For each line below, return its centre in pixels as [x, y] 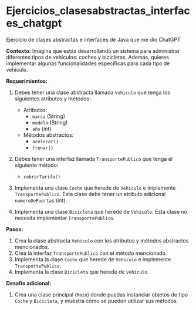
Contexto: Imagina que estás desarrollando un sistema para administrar [93, 50]
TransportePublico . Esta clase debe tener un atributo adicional [90, 194]
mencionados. [32, 247]
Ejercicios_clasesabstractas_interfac [98, 11]
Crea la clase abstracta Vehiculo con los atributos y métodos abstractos [102, 240]
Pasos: [15, 229]
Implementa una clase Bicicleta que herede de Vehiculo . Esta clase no [101, 211]
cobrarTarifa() [42, 177]
